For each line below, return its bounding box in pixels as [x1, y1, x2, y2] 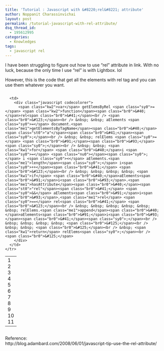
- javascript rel [9, 48, 45, 53]
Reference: [5, 335, 27, 341]
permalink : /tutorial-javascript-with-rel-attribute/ [5, 21, 118, 26]
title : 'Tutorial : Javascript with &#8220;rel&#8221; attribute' [5, 7, 144, 12]
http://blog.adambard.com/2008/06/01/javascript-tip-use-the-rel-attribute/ [5, 340, 157, 346]
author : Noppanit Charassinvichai [5, 12, 76, 17]
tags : [5, 44, 16, 49]
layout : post [5, 16, 32, 21]
